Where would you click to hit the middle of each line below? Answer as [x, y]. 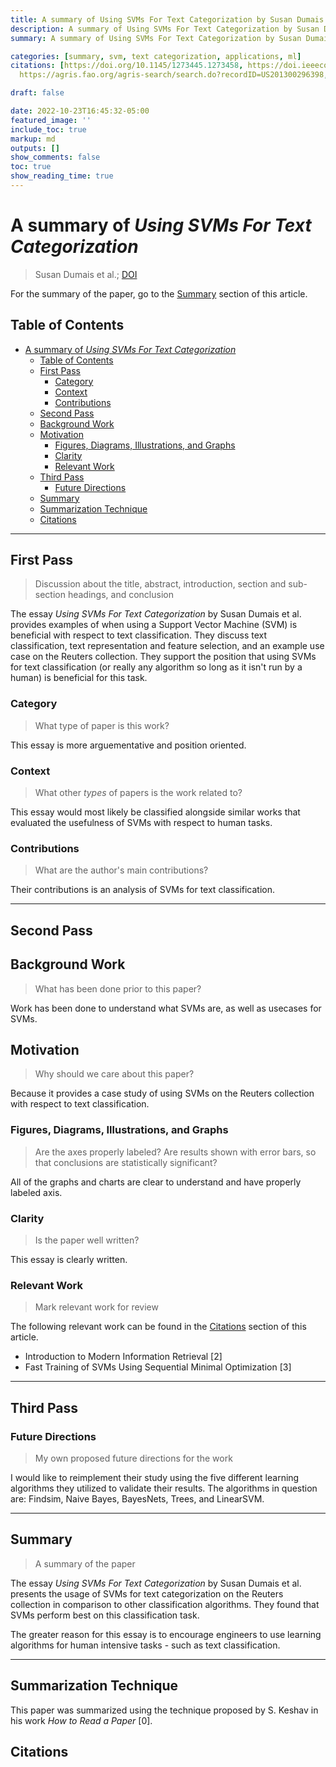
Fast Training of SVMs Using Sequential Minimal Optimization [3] [158, 1367]
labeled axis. [36, 1192]
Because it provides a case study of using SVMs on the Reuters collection [162, 1093]
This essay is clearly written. [69, 1259]
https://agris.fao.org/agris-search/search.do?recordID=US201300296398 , [174, 75]
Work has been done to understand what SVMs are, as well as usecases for [166, 1008]
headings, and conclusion [120, 595]
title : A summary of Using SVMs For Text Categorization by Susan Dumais [167, 19]
